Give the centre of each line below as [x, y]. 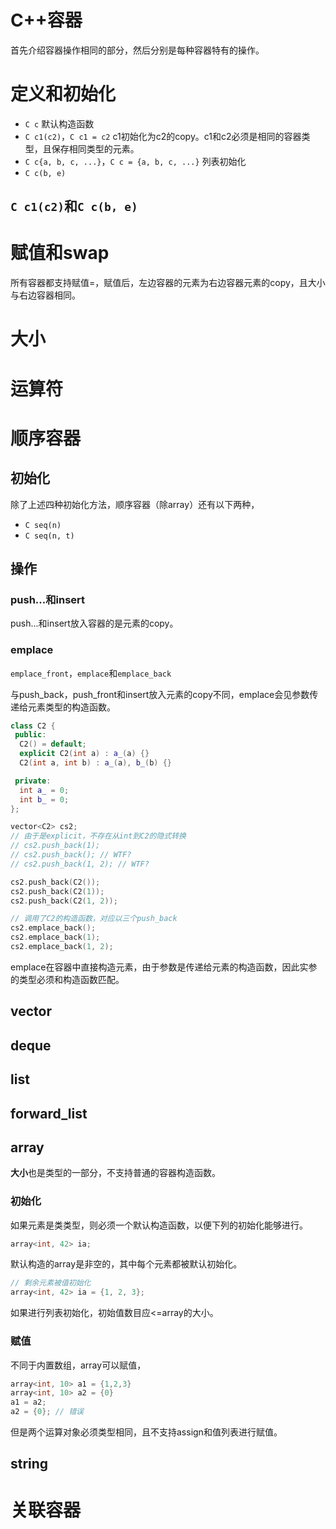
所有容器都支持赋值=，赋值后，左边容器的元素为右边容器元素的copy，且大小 [168, 283]
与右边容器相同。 [45, 295]
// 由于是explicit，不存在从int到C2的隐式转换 [98, 836]
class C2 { [33, 726]
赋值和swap [60, 253]
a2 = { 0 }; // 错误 [47, 1412]
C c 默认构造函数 [59, 123]
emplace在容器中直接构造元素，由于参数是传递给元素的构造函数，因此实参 [164, 967]
